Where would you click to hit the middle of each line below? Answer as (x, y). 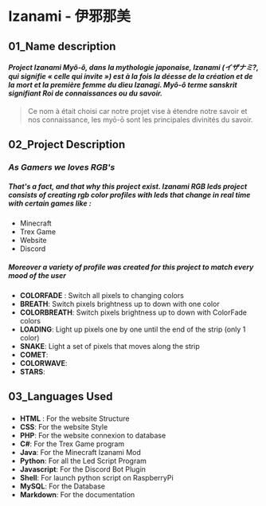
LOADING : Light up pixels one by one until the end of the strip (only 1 (133, 329)
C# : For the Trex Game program (72, 444)
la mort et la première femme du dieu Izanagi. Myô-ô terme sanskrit (123, 85)
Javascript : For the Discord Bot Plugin (82, 469)
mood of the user (37, 275)
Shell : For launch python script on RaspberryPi (96, 478)
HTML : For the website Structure (74, 418)
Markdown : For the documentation (77, 495)
